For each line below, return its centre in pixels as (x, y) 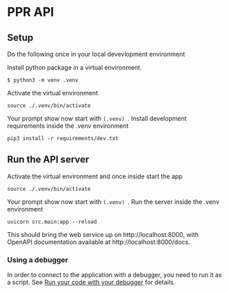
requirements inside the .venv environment (68, 126)
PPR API (31, 12)
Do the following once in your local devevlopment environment (96, 54)
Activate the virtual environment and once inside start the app (95, 176)
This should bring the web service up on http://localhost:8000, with (103, 234)
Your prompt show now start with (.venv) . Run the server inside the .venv (113, 202)
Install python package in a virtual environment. (74, 67)
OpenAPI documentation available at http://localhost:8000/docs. (99, 242)
